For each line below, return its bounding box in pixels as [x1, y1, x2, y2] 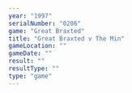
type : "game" [8, 72, 53, 80]
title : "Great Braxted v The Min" [8, 34, 126, 43]
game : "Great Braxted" [8, 27, 85, 35]
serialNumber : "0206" [8, 19, 82, 27]
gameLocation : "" [8, 42, 67, 50]
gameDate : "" [8, 49, 53, 57]
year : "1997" [8, 11, 53, 20]
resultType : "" [8, 65, 60, 73]
